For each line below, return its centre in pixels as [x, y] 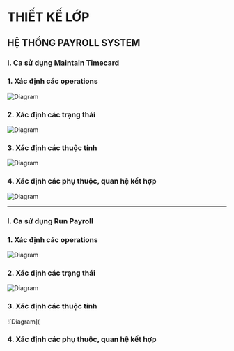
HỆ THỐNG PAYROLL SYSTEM [74, 43]
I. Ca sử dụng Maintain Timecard [63, 63]
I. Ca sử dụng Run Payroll [50, 221]
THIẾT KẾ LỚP [48, 17]
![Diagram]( [24, 321]
